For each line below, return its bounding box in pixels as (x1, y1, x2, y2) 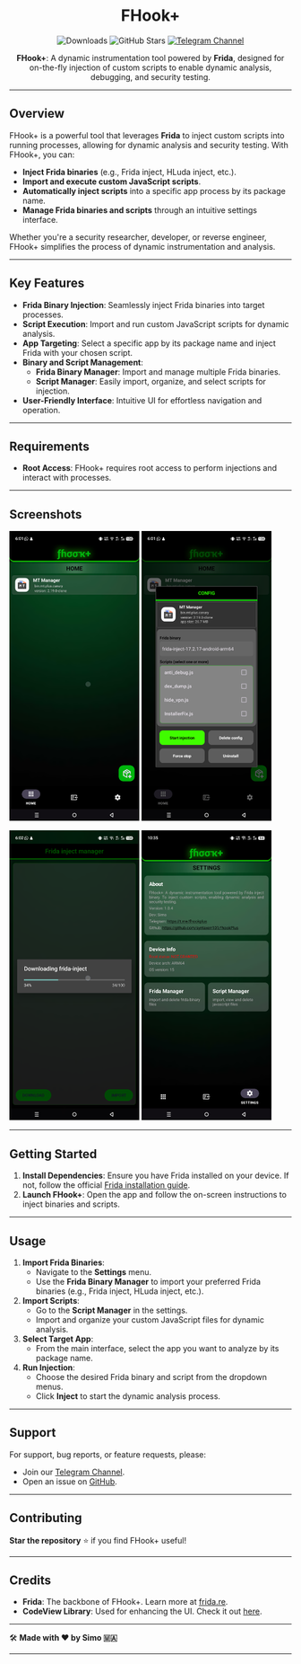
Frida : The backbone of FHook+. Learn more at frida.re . (21, 1597, 228, 1607)
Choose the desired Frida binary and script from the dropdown (35, 1371, 267, 1382)
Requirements (9, 438, 90, 454)
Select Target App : (21, 1333, 94, 1344)
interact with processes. (21, 473, 112, 483)
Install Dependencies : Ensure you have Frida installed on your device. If (21, 1170, 289, 1182)
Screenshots (9, 507, 82, 522)
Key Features (9, 276, 85, 291)
